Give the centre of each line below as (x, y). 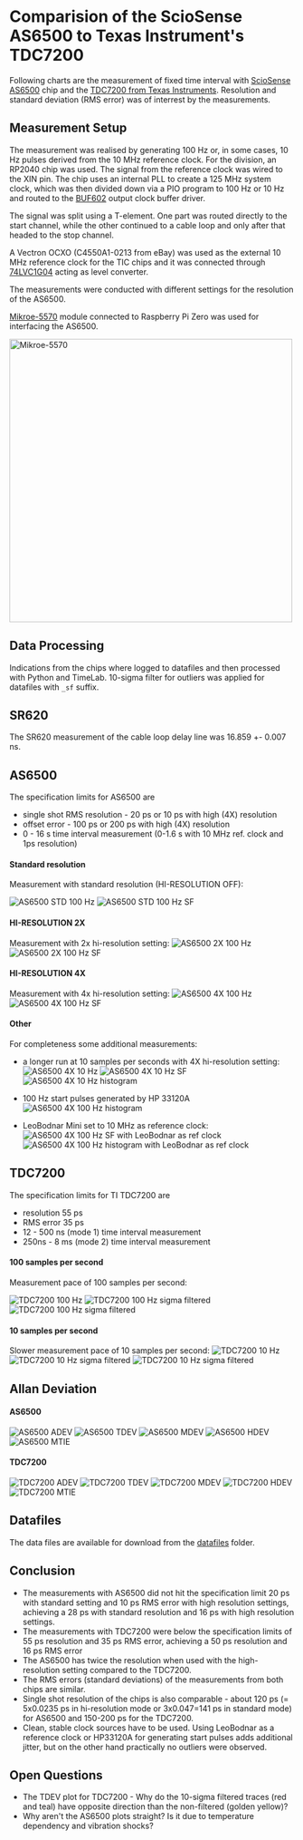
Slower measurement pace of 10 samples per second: (109, 1351)
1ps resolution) (50, 844)
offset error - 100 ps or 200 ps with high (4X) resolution (126, 824)
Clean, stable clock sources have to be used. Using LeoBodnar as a (148, 1728)
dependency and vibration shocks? (88, 1826)
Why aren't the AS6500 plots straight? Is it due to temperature (138, 1816)
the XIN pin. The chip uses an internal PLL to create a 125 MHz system (140, 179)
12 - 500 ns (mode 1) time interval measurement (112, 1232)
